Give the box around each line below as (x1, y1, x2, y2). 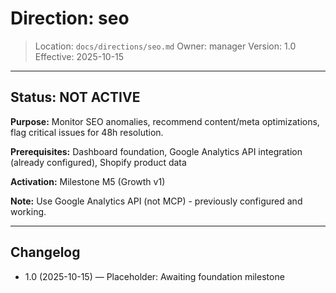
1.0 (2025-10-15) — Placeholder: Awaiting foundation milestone (24, 270, 285, 282)
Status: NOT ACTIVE (10, 89, 141, 106)
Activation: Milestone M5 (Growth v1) (10, 175, 166, 187)
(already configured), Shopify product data (10, 156, 187, 168)
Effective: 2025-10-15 (34, 50, 125, 62)
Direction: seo (10, 7, 130, 30)
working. (10, 205, 47, 217)
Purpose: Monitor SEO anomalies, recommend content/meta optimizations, (10, 115, 320, 127)
